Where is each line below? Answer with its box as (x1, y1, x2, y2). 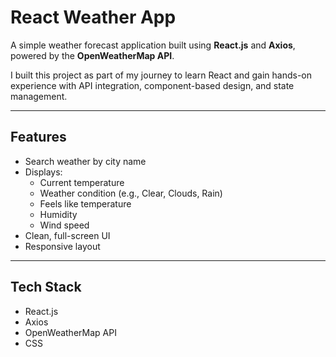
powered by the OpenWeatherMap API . (10, 49, 175, 61)
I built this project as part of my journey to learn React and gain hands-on (10, 69, 313, 81)
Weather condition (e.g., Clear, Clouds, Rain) (39, 187, 223, 199)
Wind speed (39, 219, 90, 231)
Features (10, 129, 67, 146)
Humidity (39, 208, 78, 220)
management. (10, 90, 68, 102)
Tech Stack (10, 279, 82, 296)
